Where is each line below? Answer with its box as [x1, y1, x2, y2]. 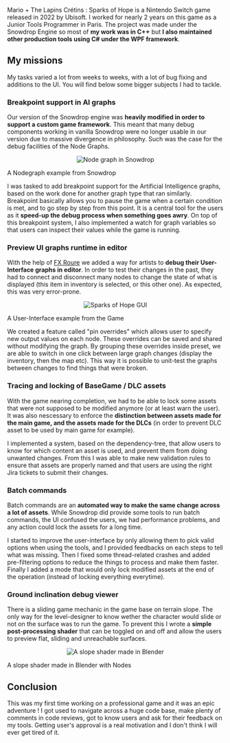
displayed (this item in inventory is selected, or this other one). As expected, [7, 281, 222, 289]
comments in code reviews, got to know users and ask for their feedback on [7, 713, 222, 722]
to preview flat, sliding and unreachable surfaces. [7, 635, 147, 643]
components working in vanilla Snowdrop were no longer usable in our [7, 128, 207, 136]
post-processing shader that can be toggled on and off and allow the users [7, 627, 222, 635]
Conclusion [7, 681, 58, 692]
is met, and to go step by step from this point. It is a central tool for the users [7, 204, 224, 212]
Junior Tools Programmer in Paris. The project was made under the [7, 21, 197, 28]
